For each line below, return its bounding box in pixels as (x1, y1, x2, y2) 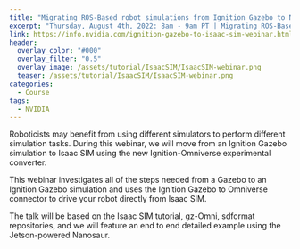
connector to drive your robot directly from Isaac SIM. (9, 194, 207, 204)
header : (9, 37, 38, 47)
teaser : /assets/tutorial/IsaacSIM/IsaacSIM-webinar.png (17, 71, 234, 80)
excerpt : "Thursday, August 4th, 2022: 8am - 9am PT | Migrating (9, 21, 257, 30)
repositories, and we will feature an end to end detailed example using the (9, 220, 281, 231)
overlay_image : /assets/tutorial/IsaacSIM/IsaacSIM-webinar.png (17, 63, 262, 72)
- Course (17, 87, 50, 96)
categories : (9, 79, 54, 88)
